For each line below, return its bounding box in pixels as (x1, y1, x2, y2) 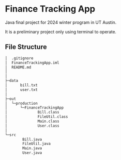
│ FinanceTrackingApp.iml (5, 60, 60, 65)
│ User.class (5, 123, 60, 128)
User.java (22, 150, 42, 156)
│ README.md (5, 64, 31, 70)
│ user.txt (5, 87, 38, 92)
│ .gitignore (5, 56, 34, 61)
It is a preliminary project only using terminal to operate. (5, 29, 117, 34)
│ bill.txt (5, 83, 38, 88)
